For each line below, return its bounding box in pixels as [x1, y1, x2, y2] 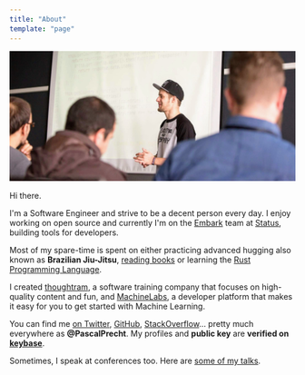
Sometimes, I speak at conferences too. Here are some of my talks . [9, 355, 261, 367]
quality [9, 291, 35, 302]
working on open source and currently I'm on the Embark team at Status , [9, 218, 281, 229]
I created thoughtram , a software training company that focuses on [9, 281, 261, 292]
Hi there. [9, 191, 42, 202]
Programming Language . [9, 264, 103, 275]
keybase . [9, 338, 45, 349]
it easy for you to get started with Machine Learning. [9, 301, 206, 312]
